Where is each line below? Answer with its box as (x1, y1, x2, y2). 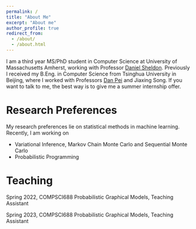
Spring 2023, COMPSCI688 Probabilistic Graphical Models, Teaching (6, 211, 174, 218)
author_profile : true (6, 25, 59, 31)
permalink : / (6, 8, 38, 15)
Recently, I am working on (6, 129, 69, 136)
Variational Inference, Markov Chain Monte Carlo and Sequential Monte (14, 140, 188, 148)
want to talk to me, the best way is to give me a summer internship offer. (6, 83, 181, 90)
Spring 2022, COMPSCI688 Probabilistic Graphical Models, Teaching (6, 193, 174, 201)
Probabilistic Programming (14, 153, 79, 160)
